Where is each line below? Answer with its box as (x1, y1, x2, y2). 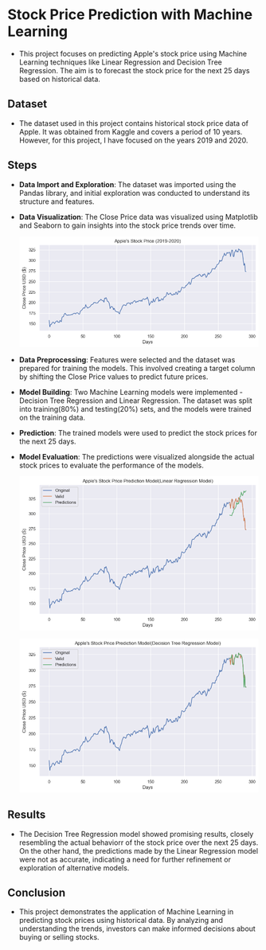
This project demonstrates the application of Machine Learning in (18, 907, 234, 917)
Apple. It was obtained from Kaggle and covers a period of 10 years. (18, 127, 243, 136)
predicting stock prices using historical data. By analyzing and (18, 916, 224, 925)
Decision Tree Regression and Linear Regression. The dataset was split (18, 396, 252, 405)
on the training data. (18, 412, 85, 422)
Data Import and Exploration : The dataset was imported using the (18, 179, 237, 189)
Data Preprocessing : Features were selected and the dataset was (18, 354, 236, 364)
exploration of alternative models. (18, 862, 130, 873)
